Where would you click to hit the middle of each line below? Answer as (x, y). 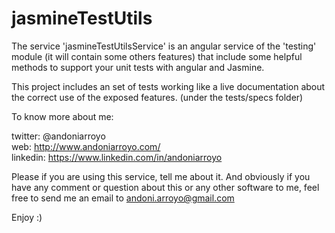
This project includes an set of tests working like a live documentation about (168, 86)
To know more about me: (62, 116)
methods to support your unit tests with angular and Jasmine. (138, 67)
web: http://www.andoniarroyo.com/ (86, 146)
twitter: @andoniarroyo (58, 136)
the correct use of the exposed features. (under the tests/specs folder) (157, 97)
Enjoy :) (27, 217)
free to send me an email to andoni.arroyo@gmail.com (123, 198)
